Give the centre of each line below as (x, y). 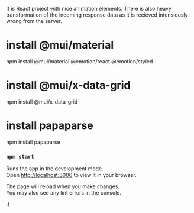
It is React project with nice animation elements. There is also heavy (89, 9)
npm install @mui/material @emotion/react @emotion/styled (80, 61)
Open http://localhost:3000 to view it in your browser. (72, 175)
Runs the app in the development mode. (55, 169)
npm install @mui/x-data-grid (42, 101)
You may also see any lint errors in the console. (64, 193)
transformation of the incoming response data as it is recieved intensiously (97, 15)
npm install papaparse (33, 142)
